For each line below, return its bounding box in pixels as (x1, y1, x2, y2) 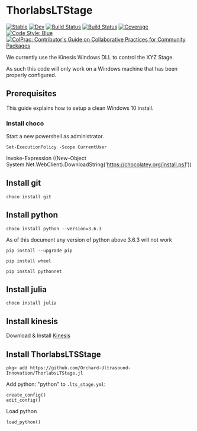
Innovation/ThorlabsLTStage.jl (6, 370, 83, 376)
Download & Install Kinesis (6, 332, 71, 339)
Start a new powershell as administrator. (6, 133, 105, 140)
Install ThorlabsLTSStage (6, 349, 101, 359)
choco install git (6, 194, 51, 199)
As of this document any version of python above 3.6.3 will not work (6, 236, 173, 243)
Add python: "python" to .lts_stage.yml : (6, 381, 106, 388)
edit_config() (6, 397, 41, 404)
